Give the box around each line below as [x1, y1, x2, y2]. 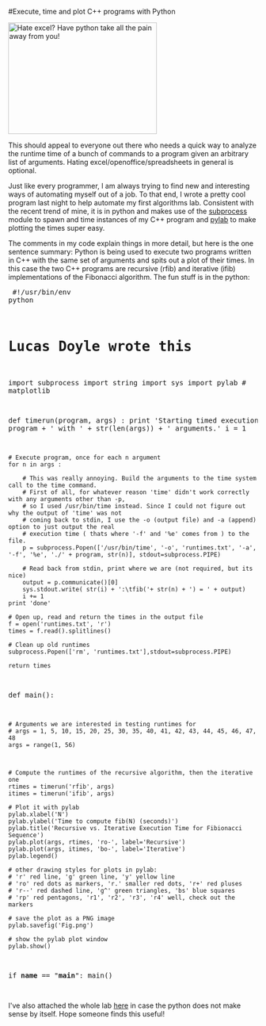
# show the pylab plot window [8, 935, 108, 943]
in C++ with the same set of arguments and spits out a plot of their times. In [8, 255, 255, 265]
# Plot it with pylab [8, 803, 80, 811]
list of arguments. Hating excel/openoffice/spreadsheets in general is [8, 158, 234, 167]
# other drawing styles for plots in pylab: [8, 866, 158, 874]
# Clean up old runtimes [8, 641, 90, 649]
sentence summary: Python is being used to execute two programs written [8, 247, 252, 256]
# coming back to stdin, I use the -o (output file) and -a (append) [22, 515, 257, 524]
